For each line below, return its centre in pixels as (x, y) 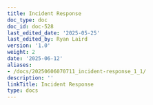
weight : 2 (21, 52)
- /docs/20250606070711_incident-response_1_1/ (77, 71)
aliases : (20, 65)
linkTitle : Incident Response (51, 84)
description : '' (30, 78)
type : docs (23, 90)
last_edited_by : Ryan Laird (48, 39)
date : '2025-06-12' (35, 59)
